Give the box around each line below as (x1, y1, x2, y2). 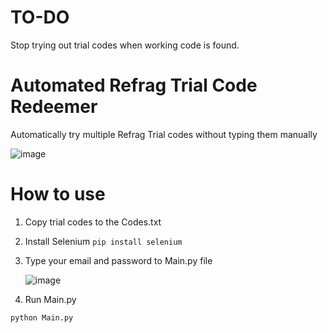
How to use (10, 183, 106, 206)
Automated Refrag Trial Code (10, 74, 258, 97)
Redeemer (10, 96, 98, 118)
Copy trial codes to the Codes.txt (24, 216, 162, 228)
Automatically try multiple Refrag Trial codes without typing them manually (10, 128, 318, 140)
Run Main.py (24, 293, 77, 305)
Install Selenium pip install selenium (24, 235, 183, 247)
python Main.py (10, 312, 74, 323)
